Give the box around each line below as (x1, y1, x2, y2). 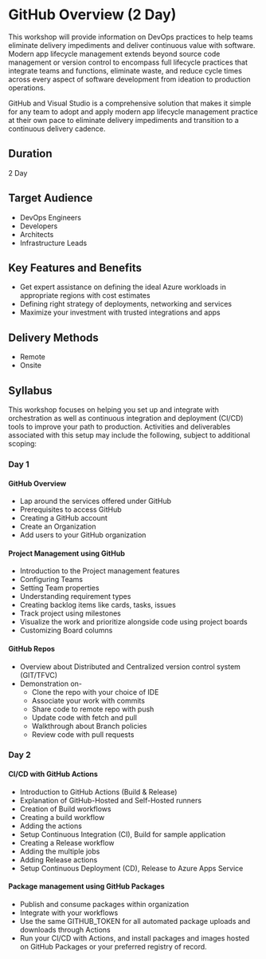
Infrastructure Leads (19, 238, 88, 248)
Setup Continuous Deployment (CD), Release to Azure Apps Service (19, 863, 244, 873)
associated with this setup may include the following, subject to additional (8, 430, 251, 440)
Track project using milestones (19, 608, 121, 618)
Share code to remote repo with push (31, 704, 155, 714)
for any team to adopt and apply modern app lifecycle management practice (8, 106, 259, 117)
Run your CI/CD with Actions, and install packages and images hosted (19, 933, 249, 943)
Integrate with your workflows (19, 908, 119, 917)
